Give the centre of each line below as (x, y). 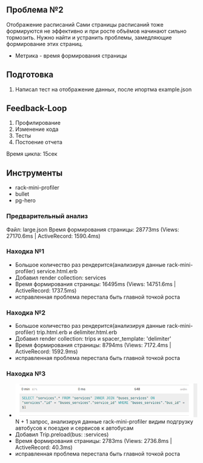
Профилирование (38, 123)
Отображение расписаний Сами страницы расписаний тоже (85, 24)
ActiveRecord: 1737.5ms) (46, 290)
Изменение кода (37, 129)
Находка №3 (26, 374)
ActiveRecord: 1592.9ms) (46, 351)
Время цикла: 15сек (32, 154)
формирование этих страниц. (45, 44)
